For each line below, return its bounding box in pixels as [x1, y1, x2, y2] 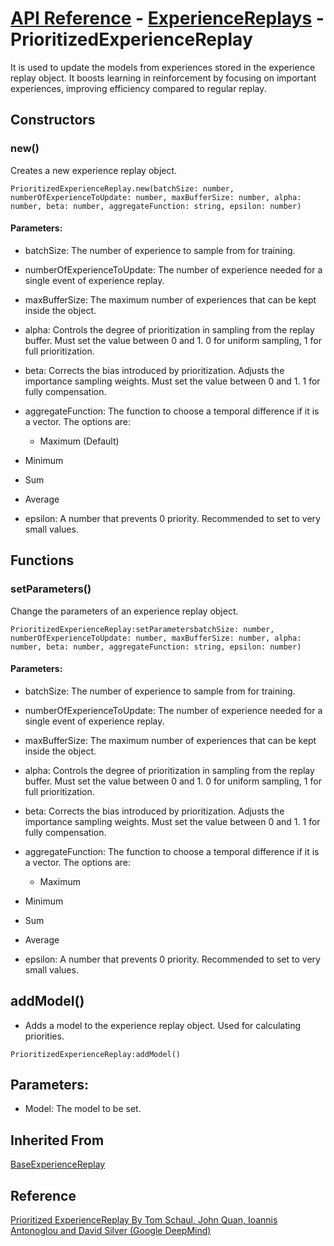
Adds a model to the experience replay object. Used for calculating [24, 1019, 302, 1031]
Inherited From [10, 1132, 105, 1149]
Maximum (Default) [39, 435, 120, 447]
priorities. [24, 1030, 65, 1042]
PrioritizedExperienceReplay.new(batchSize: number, [10, 183, 235, 194]
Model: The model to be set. [24, 1103, 142, 1115]
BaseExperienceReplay [10, 1158, 106, 1171]
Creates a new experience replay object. [10, 164, 178, 176]
